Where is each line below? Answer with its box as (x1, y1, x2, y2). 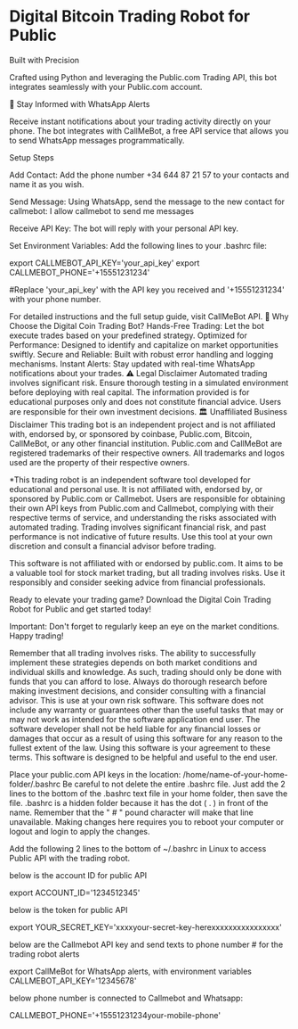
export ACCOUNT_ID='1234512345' (9, 887, 141, 898)
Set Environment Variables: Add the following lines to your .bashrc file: (9, 240, 267, 251)
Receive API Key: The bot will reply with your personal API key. (9, 223, 238, 234)
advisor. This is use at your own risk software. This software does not (9, 695, 264, 705)
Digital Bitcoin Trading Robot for (9, 6, 251, 27)
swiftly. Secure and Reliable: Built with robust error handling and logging (9, 349, 274, 359)
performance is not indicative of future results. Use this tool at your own (9, 531, 273, 541)
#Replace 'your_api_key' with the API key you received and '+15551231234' (9, 284, 285, 295)
